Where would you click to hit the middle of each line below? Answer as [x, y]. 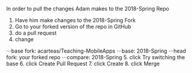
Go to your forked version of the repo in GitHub [73, 27]
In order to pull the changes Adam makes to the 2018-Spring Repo [88, 9]
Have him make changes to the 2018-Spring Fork [75, 20]
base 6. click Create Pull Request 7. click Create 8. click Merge [83, 63]
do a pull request [36, 33]
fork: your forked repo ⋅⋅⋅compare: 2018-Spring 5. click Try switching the [96, 57]
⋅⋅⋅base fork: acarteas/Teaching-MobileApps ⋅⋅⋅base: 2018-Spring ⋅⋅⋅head [96, 51]
